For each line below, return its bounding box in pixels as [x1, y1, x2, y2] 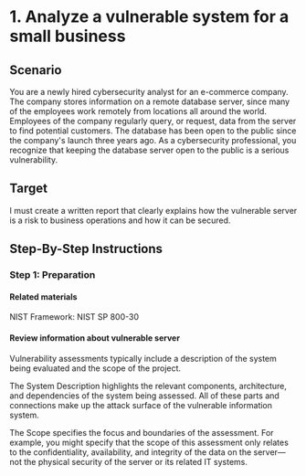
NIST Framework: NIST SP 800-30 [9, 312, 140, 323]
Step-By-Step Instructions [9, 241, 163, 257]
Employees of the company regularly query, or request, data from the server [9, 116, 297, 126]
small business [9, 26, 126, 47]
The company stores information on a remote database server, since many [9, 96, 290, 107]
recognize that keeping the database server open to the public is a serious [9, 144, 290, 155]
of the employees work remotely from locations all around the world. [9, 106, 268, 116]
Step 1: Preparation [9, 269, 96, 281]
